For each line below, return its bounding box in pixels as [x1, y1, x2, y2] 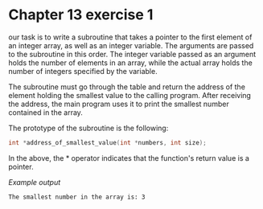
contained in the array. [8, 107, 83, 117]
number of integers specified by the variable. [8, 66, 158, 76]
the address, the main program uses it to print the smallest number [8, 99, 229, 109]
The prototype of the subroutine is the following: [8, 123, 169, 133]
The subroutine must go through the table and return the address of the [8, 82, 245, 92]
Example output [8, 177, 61, 186]
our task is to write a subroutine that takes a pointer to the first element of [8, 32, 253, 42]
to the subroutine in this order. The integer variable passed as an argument [8, 49, 257, 59]
